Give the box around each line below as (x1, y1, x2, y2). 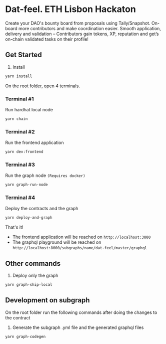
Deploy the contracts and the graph (5, 206, 78, 212)
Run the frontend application (5, 139, 64, 146)
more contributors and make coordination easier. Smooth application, (18, 25, 161, 31)
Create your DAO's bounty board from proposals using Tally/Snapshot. (5, 20, 150, 26)
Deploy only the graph (12, 272, 58, 279)
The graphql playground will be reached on (12, 239, 101, 245)
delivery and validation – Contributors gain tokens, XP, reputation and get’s (5, 31, 159, 37)
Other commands (5, 259, 61, 268)
